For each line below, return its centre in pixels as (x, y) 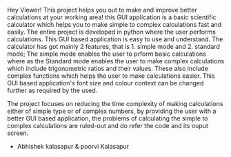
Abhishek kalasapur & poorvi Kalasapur (73, 146)
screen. (18, 133)
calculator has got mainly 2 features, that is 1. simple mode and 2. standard (114, 46)
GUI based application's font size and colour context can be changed (106, 83)
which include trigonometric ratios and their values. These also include (108, 69)
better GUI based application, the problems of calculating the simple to (108, 118)
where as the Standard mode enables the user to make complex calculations (116, 61)
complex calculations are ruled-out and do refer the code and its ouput (108, 126)
